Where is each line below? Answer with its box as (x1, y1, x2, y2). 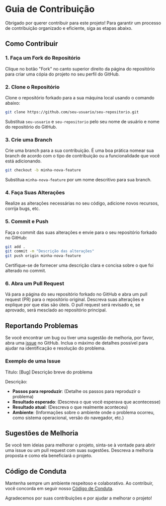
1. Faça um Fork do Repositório (5, 55, 81, 62)
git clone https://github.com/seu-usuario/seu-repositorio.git (5, 109, 139, 115)
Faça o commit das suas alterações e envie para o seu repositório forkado (5, 229, 158, 235)
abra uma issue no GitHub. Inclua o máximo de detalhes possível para (5, 340, 148, 346)
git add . (5, 244, 26, 249)
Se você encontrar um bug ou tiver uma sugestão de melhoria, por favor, (5, 335, 154, 341)
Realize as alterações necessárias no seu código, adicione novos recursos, (5, 200, 159, 207)
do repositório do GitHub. (5, 124, 57, 130)
